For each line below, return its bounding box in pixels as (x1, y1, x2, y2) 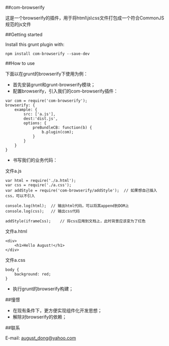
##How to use (5, 60, 35, 66)
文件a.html (5, 228, 27, 234)
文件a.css (5, 257, 25, 263)
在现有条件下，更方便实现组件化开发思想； (12, 308, 102, 313)
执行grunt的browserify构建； (12, 286, 74, 292)
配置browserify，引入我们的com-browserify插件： (12, 88, 119, 94)
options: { (23, 121, 47, 126)
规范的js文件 (5, 21, 32, 27)
